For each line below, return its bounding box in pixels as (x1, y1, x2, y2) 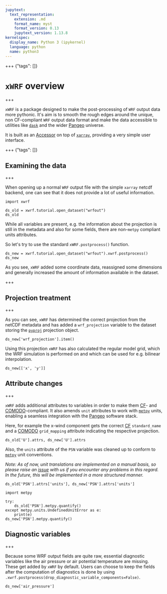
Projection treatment (5, 294, 71, 302)
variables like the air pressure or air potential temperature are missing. (5, 558, 149, 564)
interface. (5, 137, 25, 143)
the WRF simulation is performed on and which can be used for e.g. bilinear (5, 351, 161, 357)
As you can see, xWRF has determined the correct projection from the (5, 316, 146, 322)
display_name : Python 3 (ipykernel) (9, 40, 86, 45)
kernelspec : (5, 35, 30, 40)
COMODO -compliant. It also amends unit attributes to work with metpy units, (5, 407, 163, 413)
